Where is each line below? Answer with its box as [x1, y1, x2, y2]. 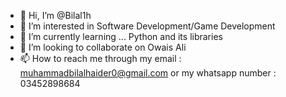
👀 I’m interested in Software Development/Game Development [19, 20, 276, 32]
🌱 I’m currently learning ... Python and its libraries [19, 31, 223, 42]
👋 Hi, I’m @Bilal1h [19, 10, 92, 21]
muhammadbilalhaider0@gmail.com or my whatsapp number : [19, 67, 277, 79]
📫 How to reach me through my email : [19, 53, 182, 64]
